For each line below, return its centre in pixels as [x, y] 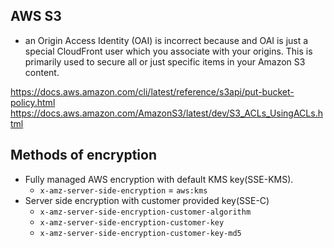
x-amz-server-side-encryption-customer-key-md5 [140, 233]
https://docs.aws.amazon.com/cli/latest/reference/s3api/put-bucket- [152, 91]
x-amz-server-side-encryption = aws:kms [123, 190]
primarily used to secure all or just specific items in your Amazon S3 [165, 61]
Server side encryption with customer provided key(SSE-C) [147, 200]
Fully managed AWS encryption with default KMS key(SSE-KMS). [159, 179]
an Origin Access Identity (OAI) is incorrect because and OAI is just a [166, 40]
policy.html [33, 102]
